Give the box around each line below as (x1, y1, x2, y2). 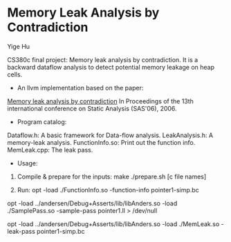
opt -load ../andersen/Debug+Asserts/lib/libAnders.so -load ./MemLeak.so (7, 219, 220, 228)
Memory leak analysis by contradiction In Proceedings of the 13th (7, 97, 194, 105)
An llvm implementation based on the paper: (17, 83, 144, 92)
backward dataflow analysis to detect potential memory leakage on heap (7, 63, 215, 71)
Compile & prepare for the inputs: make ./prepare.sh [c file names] (17, 172, 207, 181)
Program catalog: (17, 117, 67, 125)
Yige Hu (7, 42, 30, 50)
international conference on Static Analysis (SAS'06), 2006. (7, 104, 178, 112)
